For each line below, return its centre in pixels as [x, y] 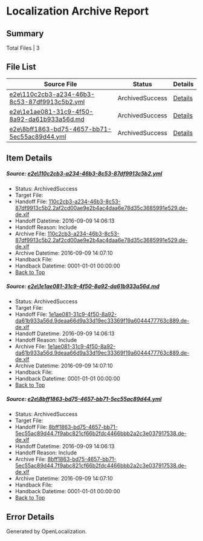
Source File [60, 84]
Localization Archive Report [78, 11]
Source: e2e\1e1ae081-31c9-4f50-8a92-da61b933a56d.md [83, 286]
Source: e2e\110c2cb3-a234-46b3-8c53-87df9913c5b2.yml [84, 173]
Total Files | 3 [23, 48]
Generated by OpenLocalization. [47, 531]
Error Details [30, 516]
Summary [25, 34]
